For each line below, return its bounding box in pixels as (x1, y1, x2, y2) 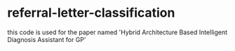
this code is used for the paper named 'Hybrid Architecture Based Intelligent (7, 28, 228, 36)
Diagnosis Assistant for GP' (7, 35, 86, 43)
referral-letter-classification (7, 5, 175, 21)
